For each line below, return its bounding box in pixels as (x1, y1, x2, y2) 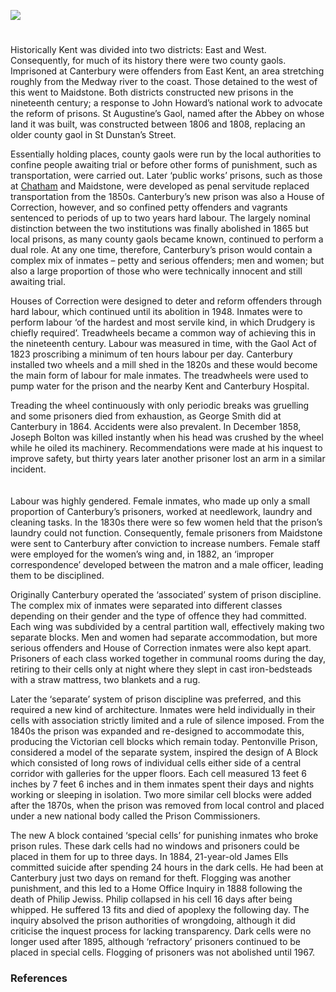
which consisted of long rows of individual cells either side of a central (10, 757, 302, 769)
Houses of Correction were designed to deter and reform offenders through (10, 295, 322, 307)
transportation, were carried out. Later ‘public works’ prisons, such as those (10, 170, 323, 182)
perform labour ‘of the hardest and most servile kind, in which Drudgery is (10, 316, 316, 329)
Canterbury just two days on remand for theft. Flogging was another (10, 872, 292, 884)
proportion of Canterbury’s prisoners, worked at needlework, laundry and (10, 506, 313, 518)
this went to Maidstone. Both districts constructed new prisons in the (10, 86, 294, 99)
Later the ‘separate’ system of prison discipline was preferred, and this (10, 693, 302, 705)
